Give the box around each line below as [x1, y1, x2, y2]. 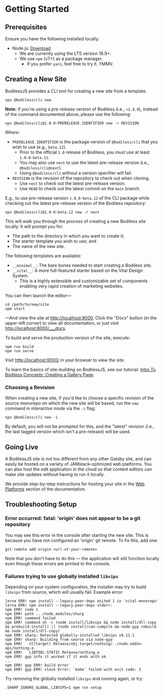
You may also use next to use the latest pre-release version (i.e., [19, 159, 149, 165]
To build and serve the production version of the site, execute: [5, 335, 131, 340]
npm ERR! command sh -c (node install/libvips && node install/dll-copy [5, 620, 157, 625]
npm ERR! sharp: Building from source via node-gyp [5, 637, 113, 642]
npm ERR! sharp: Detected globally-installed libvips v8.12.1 [5, 632, 135, 638]
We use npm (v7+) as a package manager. [19, 56, 103, 62]
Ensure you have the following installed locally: [5, 36, 99, 42]
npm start [5, 306, 25, 311]
